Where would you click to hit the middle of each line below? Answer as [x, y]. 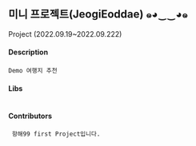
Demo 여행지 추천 [33, 71]
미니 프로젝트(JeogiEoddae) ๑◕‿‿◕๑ [98, 14]
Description [28, 52]
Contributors [30, 116]
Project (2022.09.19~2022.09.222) [65, 34]
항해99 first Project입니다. [56, 134]
